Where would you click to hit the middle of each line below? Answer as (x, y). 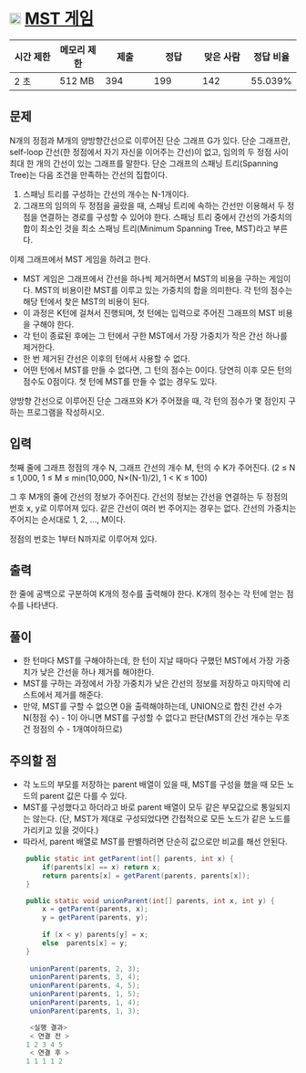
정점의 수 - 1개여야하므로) (77, 729)
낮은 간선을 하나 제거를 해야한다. (97, 672)
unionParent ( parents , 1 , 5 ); (85, 994)
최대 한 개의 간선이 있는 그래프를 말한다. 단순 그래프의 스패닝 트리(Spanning (144, 163)
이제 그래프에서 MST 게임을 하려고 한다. (80, 259)
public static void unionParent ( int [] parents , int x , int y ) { (150, 900)
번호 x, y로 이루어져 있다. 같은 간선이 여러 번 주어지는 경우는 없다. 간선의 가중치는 (153, 508)
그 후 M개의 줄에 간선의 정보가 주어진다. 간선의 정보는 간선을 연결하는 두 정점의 (149, 496)
